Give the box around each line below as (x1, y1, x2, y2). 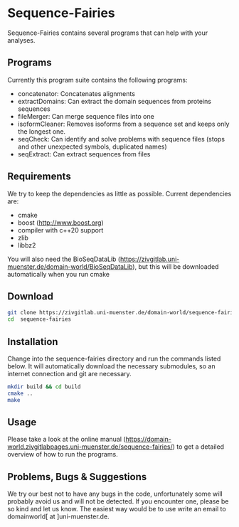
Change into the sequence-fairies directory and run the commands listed (7, 354, 221, 363)
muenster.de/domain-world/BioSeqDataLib (7, 262, 133, 271)
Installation (7, 336, 58, 348)
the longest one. (17, 127, 66, 136)
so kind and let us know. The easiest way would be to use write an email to (7, 505, 226, 513)
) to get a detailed (172, 442, 225, 451)
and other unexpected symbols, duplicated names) (17, 142, 167, 151)
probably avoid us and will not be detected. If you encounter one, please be (7, 497, 229, 506)
